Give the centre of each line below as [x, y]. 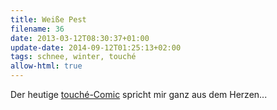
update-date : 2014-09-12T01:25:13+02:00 [96, 47]
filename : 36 [37, 29]
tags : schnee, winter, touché [73, 57]
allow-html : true [46, 66]
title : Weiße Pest [48, 19]
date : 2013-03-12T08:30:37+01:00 [80, 38]
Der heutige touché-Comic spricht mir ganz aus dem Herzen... [139, 94]
